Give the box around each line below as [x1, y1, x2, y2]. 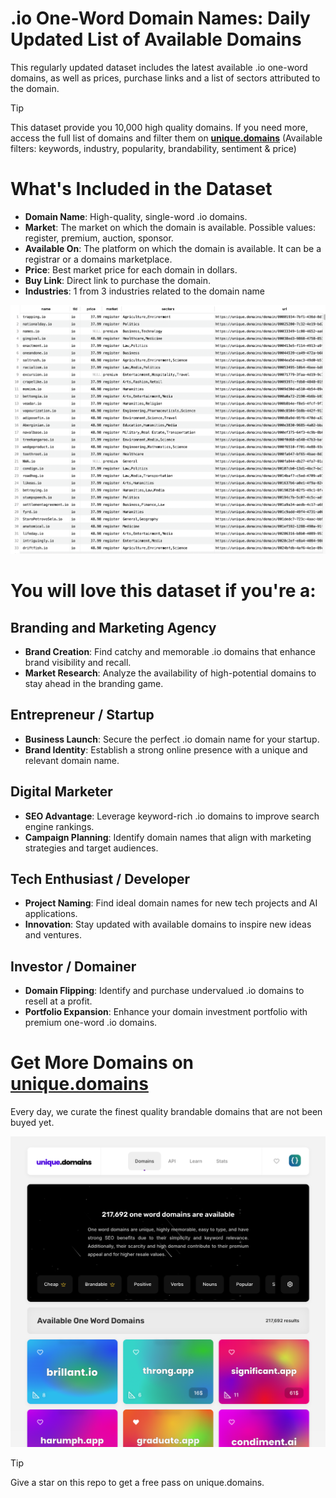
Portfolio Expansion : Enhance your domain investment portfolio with [24, 1006, 308, 1018]
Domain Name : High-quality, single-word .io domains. [24, 210, 248, 222]
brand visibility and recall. [24, 656, 132, 668]
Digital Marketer [10, 783, 113, 801]
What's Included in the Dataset [10, 178, 273, 201]
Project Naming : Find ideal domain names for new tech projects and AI [24, 897, 318, 909]
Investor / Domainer [10, 958, 137, 975]
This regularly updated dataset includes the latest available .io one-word [10, 61, 308, 73]
